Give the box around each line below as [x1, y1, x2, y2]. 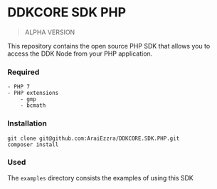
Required [7, 67, 40, 77]
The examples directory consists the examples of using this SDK [7, 173, 194, 182]
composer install [7, 141, 59, 148]
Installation [7, 118, 48, 128]
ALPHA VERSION [24, 28, 75, 36]
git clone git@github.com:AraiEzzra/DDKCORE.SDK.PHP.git [7, 135, 180, 142]
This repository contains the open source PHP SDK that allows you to [7, 41, 211, 50]
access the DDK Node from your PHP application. [7, 49, 153, 58]
